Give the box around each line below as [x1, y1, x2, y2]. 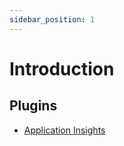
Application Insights [23, 124, 106, 136]
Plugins [9, 97, 58, 115]
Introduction [9, 57, 115, 80]
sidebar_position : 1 [9, 14, 96, 25]
